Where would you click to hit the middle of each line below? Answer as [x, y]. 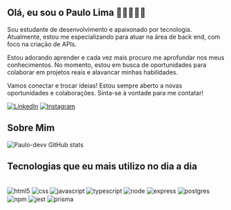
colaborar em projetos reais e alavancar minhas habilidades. [92, 72]
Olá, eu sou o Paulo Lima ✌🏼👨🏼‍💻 [77, 13]
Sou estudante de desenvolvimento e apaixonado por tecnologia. [100, 29]
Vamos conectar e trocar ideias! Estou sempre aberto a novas [95, 85]
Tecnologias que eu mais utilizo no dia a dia [102, 166]
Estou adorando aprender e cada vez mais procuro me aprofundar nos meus [116, 57]
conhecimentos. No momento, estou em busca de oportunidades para [107, 65]
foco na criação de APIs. [42, 44]
